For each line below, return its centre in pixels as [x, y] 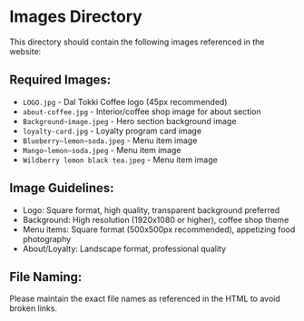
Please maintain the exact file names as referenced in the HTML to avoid [145, 299]
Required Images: [60, 80]
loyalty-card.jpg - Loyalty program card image [112, 131]
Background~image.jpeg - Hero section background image [129, 121]
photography [47, 238]
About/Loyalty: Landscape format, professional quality [124, 248]
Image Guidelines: [62, 188]
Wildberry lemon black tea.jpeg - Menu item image [120, 160]
